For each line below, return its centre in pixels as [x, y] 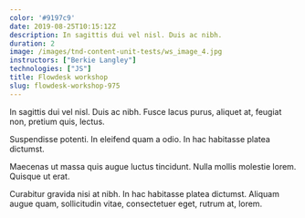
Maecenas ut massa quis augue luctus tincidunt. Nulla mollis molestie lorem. [153, 166]
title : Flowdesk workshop [58, 78]
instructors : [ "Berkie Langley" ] [73, 60]
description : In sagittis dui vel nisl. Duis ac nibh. [116, 35]
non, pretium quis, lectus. [57, 121]
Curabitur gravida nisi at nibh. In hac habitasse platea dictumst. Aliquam [145, 193]
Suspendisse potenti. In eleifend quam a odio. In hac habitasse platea [140, 139]
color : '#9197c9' [42, 18]
